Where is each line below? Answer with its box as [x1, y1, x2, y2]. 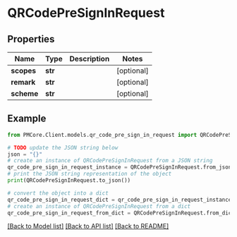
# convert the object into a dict [7, 189, 109, 197]
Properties [7, 33, 55, 45]
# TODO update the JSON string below [7, 144, 119, 151]
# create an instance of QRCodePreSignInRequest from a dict [7, 202, 191, 209]
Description [69, 54, 110, 63]
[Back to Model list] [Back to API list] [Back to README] [7, 222, 169, 231]
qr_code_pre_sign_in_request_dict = [7, 196, 115, 203]
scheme [11, 89, 39, 98]
